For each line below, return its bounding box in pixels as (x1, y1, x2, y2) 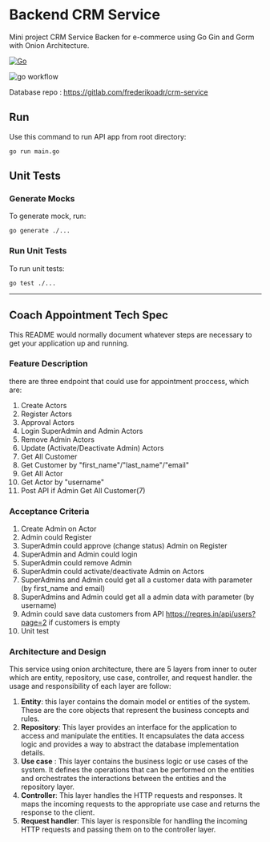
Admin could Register (20, 532, 92, 542)
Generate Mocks (9, 193, 75, 204)
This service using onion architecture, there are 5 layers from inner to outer (9, 664, 257, 674)
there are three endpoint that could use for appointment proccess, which (9, 376, 249, 386)
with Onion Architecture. (9, 40, 90, 50)
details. (20, 748, 46, 758)
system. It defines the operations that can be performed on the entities (20, 765, 255, 775)
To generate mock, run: (9, 211, 87, 221)
